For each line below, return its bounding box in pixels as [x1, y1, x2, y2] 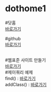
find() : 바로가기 [5, 75, 36, 81]
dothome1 [5, 3, 47, 14]
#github [5, 35, 21, 42]
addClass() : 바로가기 [5, 81, 47, 87]
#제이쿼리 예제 [5, 69, 33, 75]
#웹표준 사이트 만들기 [5, 57, 46, 63]
